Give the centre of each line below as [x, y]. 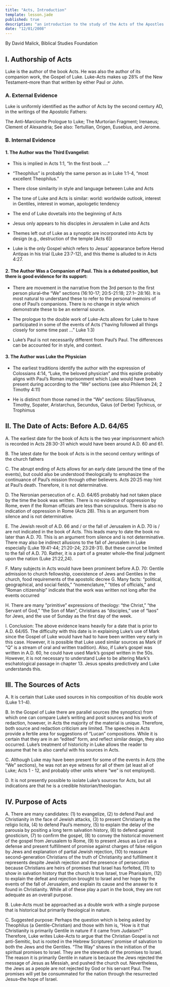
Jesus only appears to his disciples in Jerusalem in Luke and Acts [81, 223]
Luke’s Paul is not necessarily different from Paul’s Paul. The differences [88, 339]
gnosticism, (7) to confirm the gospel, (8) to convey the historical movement [84, 836]
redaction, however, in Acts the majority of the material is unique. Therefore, [85, 723]
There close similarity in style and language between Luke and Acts [83, 189]
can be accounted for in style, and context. [57, 345]
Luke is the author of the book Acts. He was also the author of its [73, 71]
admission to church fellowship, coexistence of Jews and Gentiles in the [80, 573]
